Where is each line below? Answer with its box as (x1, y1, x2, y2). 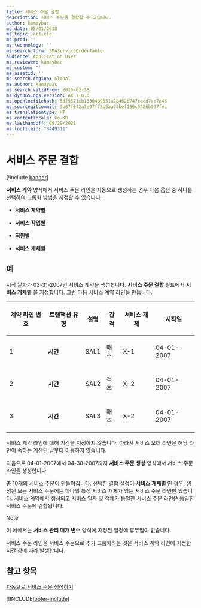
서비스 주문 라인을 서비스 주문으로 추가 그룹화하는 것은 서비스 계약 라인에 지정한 (6, 539, 191, 546)
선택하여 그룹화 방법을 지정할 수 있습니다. (6, 193, 102, 201)
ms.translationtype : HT (6, 109, 66, 115)
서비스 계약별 (14, 206, 46, 214)
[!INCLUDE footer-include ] (6, 595, 70, 602)
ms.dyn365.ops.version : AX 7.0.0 (6, 92, 90, 98)
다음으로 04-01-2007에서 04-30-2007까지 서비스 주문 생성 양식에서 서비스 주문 (6, 459, 193, 466)
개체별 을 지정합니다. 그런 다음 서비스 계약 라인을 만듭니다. (17, 289, 153, 296)
